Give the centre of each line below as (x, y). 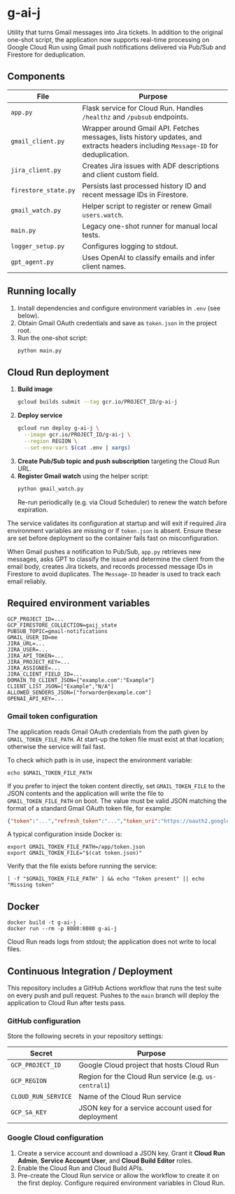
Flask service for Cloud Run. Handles (143, 108)
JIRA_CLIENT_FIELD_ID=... (45, 674)
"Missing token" (31, 885)
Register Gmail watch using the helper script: (83, 476)
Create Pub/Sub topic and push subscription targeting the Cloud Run (119, 461)
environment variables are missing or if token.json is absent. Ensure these (114, 530)
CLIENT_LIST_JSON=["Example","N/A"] (60, 687)
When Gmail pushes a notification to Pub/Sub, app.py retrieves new (104, 551)
